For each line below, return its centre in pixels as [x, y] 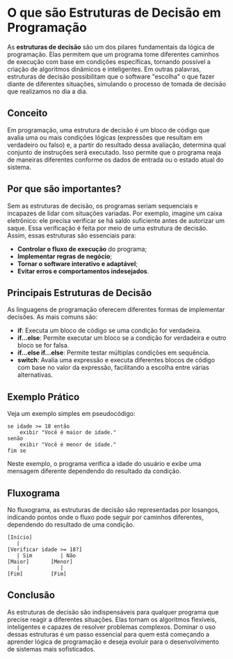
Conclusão [31, 595]
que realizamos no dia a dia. [48, 91]
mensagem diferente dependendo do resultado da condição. [94, 471]
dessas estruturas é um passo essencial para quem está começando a [109, 634]
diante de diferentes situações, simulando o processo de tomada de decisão [116, 84]
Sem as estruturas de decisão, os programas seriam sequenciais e [103, 206]
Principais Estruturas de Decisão [80, 293]
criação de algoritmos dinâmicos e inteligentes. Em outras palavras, [104, 69]
